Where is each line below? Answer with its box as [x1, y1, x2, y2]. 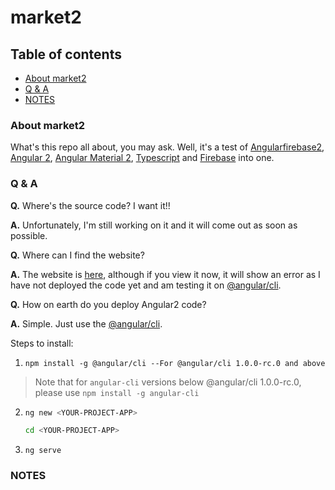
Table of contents [10, 46, 122, 63]
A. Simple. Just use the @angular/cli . [10, 317, 163, 330]
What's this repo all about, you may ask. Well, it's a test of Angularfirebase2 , [10, 141, 325, 153]
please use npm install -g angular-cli [34, 386, 200, 398]
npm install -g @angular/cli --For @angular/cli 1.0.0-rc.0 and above [24, 358, 326, 368]
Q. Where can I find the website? [10, 249, 145, 261]
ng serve [24, 446, 62, 456]
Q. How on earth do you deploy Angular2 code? [10, 298, 207, 310]
